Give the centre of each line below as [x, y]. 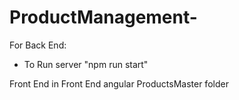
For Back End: [38, 45]
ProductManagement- [103, 17]
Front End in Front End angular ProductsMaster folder [119, 83]
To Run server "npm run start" [86, 64]
